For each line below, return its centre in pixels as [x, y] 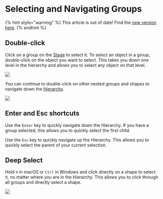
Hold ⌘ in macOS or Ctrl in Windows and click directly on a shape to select [81, 172]
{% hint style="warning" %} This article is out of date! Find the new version [81, 22]
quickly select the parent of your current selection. [56, 145]
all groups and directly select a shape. [43, 182]
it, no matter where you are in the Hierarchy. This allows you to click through [82, 177]
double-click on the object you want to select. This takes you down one [77, 60]
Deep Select [24, 160]
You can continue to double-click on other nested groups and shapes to [77, 83]
